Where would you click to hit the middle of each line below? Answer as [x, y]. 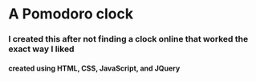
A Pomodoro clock [71, 14]
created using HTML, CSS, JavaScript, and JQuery [94, 68]
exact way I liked [41, 49]
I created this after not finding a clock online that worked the [128, 39]
